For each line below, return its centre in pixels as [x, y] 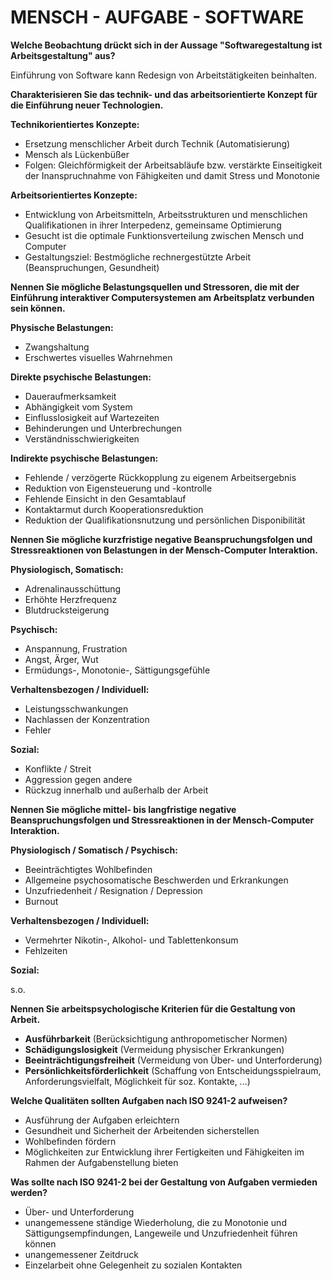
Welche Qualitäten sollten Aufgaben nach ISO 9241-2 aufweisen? [149, 1100]
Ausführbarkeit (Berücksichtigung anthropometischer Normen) [156, 1038]
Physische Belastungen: [62, 327]
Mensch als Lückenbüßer [77, 154]
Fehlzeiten [46, 950]
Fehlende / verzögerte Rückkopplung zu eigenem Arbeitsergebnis [160, 477]
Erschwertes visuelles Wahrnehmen [98, 357]
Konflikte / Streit [58, 768]
